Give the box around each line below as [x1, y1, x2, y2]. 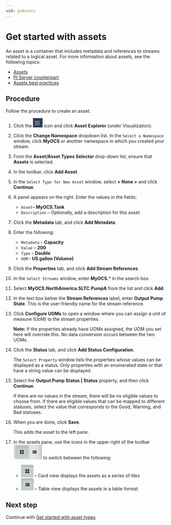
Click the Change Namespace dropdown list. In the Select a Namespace [13, 133, 164, 139]
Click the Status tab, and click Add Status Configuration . [13, 347, 135, 353]
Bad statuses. [13, 409, 42, 415]
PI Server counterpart [13, 74, 59, 80]
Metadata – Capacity [20, 239, 64, 245]
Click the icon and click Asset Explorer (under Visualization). [13, 123, 153, 129]
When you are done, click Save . [13, 419, 81, 425]
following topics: [6, 59, 40, 65]
